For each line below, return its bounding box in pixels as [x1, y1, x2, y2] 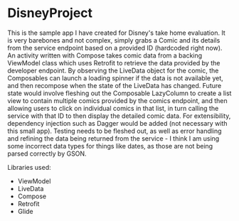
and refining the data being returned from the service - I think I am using [7, 134, 220, 143]
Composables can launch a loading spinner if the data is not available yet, [7, 73, 224, 82]
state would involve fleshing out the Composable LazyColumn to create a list [7, 89, 232, 97]
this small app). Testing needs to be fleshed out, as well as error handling [7, 126, 222, 135]
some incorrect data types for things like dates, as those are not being [7, 141, 213, 150]
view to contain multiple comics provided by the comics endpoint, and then [7, 96, 228, 104]
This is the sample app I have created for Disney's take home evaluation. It [7, 28, 225, 37]
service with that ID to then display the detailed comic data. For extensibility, [7, 112, 231, 120]
